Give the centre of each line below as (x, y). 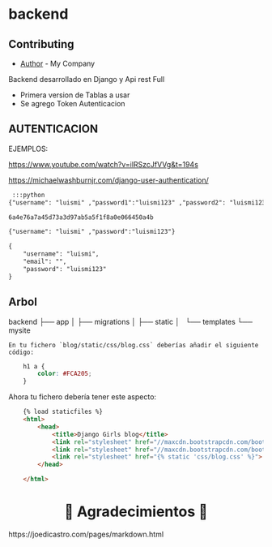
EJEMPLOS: (28, 149)
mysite (19, 330)
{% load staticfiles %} (63, 412)
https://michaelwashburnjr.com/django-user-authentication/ (108, 180)
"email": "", (45, 262)
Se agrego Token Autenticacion (72, 103)
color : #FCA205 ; (65, 374)
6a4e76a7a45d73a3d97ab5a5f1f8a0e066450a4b (81, 217)
